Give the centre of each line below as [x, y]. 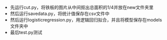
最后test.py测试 [26, 32]
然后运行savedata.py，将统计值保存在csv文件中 [60, 13]
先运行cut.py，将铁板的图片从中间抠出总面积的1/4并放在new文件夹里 [82, 7]
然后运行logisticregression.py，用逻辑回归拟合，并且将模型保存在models [86, 20]
